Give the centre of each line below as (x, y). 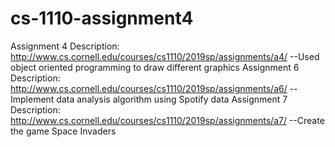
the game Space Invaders (63, 131)
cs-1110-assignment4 (102, 18)
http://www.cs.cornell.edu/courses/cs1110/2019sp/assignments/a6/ (149, 88)
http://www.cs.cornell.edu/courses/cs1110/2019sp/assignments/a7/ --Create (167, 120)
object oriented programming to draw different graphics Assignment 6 (155, 67)
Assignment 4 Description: (65, 46)
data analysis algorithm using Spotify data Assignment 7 (172, 99)
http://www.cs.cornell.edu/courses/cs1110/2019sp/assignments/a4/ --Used (165, 56)
